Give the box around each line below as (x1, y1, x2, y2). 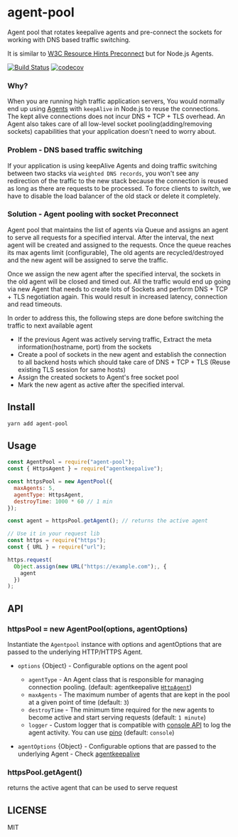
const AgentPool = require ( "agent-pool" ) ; (7, 459, 135, 466)
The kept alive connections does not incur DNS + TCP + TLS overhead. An (7, 112, 226, 121)
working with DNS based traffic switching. (7, 35, 131, 43)
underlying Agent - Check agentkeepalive (17, 749, 141, 759)
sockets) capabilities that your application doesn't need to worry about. (7, 128, 217, 136)
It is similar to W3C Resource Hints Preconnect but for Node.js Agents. (7, 49, 214, 58)
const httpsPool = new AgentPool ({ (7, 478, 113, 485)
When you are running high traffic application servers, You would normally (7, 97, 225, 105)
